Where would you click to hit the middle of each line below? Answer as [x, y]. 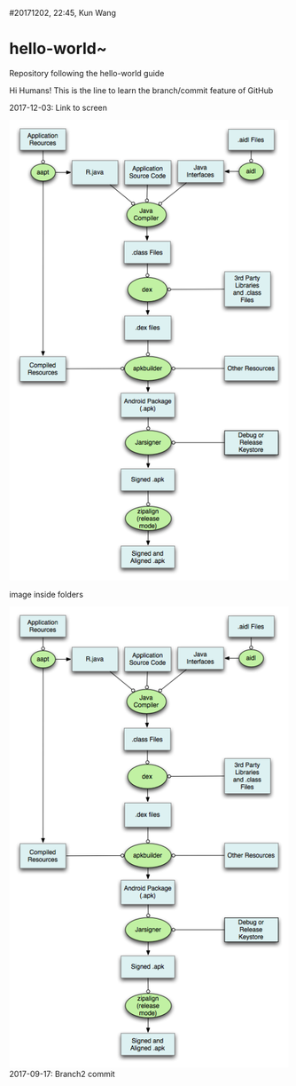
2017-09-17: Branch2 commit [62, 1074]
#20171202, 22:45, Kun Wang [63, 13]
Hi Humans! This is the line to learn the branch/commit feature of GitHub [141, 90]
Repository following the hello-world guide [87, 73]
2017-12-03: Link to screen [58, 107]
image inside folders [47, 595]
